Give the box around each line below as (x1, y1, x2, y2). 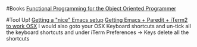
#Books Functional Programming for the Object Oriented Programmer (6, 5, 177, 12)
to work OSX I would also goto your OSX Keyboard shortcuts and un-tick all (6, 23, 192, 29)
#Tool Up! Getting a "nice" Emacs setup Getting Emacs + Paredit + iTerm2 (6, 16, 188, 23)
